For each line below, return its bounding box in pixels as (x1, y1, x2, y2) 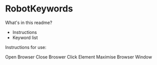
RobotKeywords (5, 3, 73, 14)
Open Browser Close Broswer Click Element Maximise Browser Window (5, 53, 152, 60)
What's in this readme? (5, 19, 52, 25)
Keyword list (12, 34, 38, 40)
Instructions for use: (5, 44, 46, 50)
